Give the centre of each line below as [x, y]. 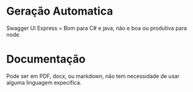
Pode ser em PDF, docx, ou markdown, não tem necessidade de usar [93, 76]
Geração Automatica [60, 11]
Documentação [46, 59]
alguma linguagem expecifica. [44, 82]
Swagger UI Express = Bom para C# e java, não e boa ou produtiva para [97, 28]
